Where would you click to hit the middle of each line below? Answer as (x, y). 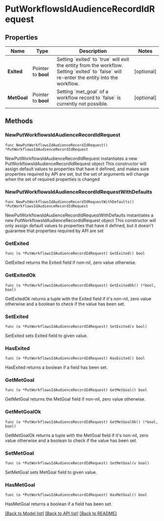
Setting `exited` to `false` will (89, 71)
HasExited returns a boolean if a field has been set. (56, 367)
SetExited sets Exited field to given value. (47, 336)
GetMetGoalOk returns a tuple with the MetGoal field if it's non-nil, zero (77, 435)
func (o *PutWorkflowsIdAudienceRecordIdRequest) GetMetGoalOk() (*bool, (82, 422)
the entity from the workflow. (90, 65)
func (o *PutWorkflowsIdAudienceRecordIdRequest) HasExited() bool (75, 359)
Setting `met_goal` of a (83, 91)
